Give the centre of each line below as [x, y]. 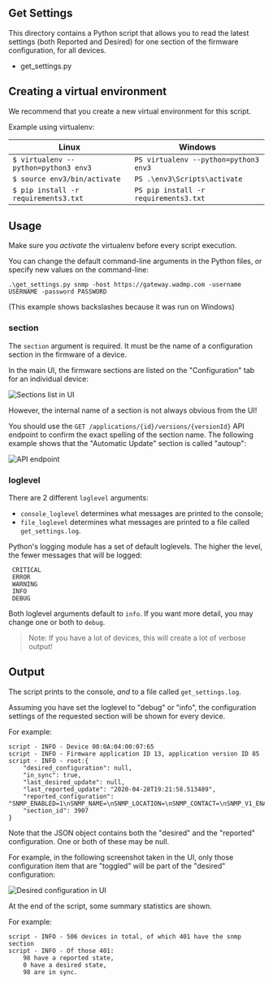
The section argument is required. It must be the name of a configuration [131, 345]
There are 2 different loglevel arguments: [78, 498]
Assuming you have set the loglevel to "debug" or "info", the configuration [132, 707]
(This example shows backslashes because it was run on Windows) [121, 307]
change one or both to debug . [57, 622]
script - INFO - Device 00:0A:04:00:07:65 [81, 747]
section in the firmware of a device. [68, 354]
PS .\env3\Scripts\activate [188, 179]
